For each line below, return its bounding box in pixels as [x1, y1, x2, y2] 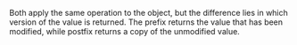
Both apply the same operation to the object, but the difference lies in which [9, 8, 288, 18]
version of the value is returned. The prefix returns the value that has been [9, 17, 284, 27]
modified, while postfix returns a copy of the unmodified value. [9, 26, 241, 36]
